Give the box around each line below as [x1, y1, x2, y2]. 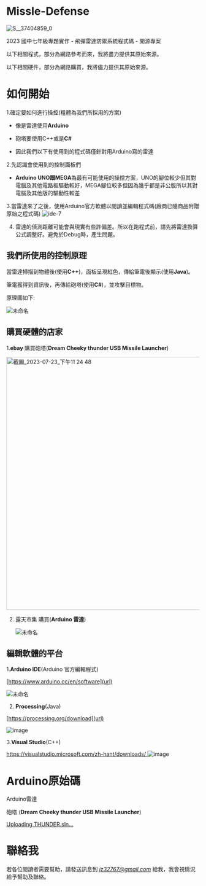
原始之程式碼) [6, 210, 41, 217]
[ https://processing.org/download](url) [6, 715, 104, 722]
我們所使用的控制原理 [6, 251, 87, 261]
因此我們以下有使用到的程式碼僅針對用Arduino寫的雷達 [15, 147, 154, 155]
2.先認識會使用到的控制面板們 [6, 161, 82, 168]
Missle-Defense [6, 4, 90, 18]
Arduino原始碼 [6, 774, 81, 788]
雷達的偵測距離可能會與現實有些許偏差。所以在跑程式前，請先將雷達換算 [15, 223, 198, 230]
